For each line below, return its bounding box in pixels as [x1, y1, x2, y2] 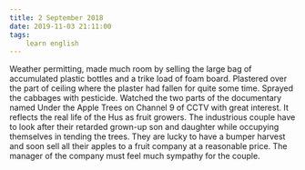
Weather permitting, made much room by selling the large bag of [9, 64, 252, 75]
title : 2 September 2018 [9, 13, 104, 23]
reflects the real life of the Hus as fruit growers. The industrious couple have [9, 112, 296, 123]
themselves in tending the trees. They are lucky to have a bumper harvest [9, 131, 286, 142]
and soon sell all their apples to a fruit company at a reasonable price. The [9, 141, 289, 152]
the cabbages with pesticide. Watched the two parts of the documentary [9, 93, 282, 104]
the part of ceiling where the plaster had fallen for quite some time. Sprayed [9, 83, 294, 94]
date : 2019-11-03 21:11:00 [9, 22, 112, 31]
